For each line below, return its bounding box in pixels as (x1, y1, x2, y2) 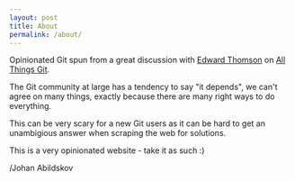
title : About (9, 22, 58, 31)
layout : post (9, 13, 58, 23)
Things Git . (9, 64, 50, 75)
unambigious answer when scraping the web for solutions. (9, 128, 227, 139)
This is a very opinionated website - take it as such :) (9, 145, 205, 156)
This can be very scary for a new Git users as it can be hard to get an (9, 118, 266, 129)
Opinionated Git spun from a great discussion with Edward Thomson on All (9, 55, 286, 66)
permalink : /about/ (9, 30, 83, 39)
